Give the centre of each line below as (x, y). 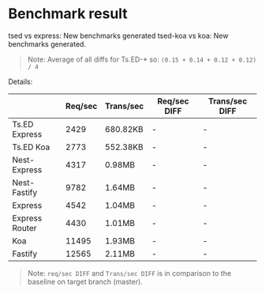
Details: (21, 81)
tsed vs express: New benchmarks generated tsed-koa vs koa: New (118, 36)
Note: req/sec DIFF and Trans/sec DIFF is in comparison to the (129, 273)
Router (24, 228)
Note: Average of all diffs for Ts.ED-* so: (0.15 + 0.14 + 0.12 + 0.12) (142, 59)
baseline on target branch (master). (85, 281)
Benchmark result (68, 14)
